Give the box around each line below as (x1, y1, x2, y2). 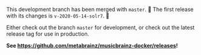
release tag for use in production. (6, 30, 90, 37)
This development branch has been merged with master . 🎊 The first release (6, 6, 194, 13)
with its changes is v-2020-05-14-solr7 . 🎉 (6, 12, 110, 19)
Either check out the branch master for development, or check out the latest (6, 24, 195, 31)
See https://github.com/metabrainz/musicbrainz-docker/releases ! (6, 42, 179, 49)
